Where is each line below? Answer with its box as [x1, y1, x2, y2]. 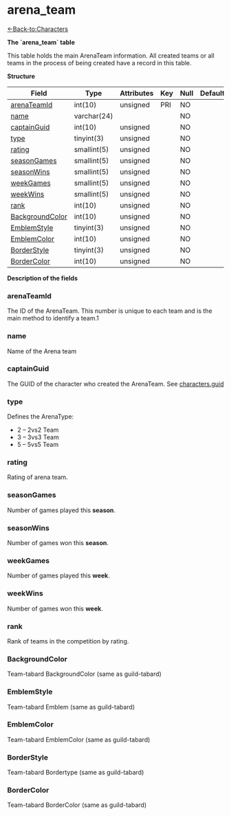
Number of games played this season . [7, 506, 115, 514]
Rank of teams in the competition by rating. [7, 637, 129, 645]
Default [199, 88, 225, 98]
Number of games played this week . [7, 571, 110, 580]
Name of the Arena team [7, 346, 77, 355]
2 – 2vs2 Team [16, 426, 59, 434]
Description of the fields [7, 274, 78, 282]
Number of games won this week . [7, 604, 103, 613]
